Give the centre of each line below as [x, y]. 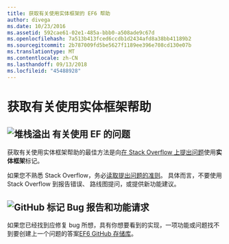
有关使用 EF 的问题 [91, 134]
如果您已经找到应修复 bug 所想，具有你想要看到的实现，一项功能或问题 [107, 225]
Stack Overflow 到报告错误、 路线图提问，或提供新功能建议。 [94, 184]
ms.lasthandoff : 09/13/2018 [47, 64]
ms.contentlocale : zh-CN [43, 58]
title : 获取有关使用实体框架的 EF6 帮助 [59, 13]
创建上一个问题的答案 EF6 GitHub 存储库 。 [78, 234]
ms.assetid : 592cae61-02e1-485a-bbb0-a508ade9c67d [81, 33]
